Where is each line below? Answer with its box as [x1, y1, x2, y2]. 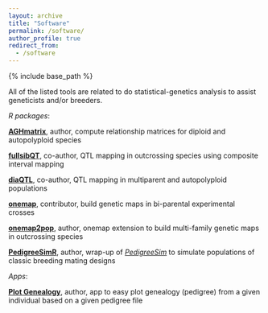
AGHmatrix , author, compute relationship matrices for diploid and [8, 126, 226, 136]
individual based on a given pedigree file [8, 295, 143, 305]
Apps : [8, 271, 28, 281]
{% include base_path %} [8, 72, 93, 80]
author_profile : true [8, 34, 81, 43]
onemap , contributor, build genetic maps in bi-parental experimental [8, 199, 236, 208]
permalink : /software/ [8, 27, 85, 35]
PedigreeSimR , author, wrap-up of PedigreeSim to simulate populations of [8, 247, 255, 257]
